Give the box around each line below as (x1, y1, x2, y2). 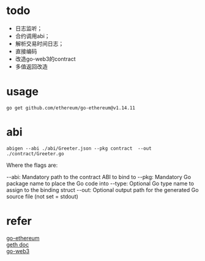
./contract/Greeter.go (6, 150, 64, 156)
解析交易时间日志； (15, 40, 64, 47)
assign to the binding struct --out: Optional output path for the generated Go (6, 186, 199, 193)
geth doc (6, 241, 29, 248)
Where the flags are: (6, 161, 58, 169)
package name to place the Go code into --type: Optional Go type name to (6, 180, 195, 187)
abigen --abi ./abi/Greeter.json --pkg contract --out (6, 145, 152, 152)
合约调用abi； (15, 32, 50, 40)
